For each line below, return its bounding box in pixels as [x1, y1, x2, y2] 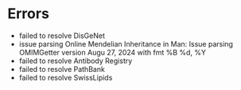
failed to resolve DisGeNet [18, 31, 105, 40]
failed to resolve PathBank [18, 64, 105, 73]
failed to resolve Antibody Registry [18, 56, 133, 66]
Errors [7, 5, 49, 23]
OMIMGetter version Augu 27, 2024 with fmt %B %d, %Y [18, 47, 207, 57]
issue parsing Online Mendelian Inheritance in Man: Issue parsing [18, 39, 234, 48]
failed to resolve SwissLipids [18, 73, 113, 82]
